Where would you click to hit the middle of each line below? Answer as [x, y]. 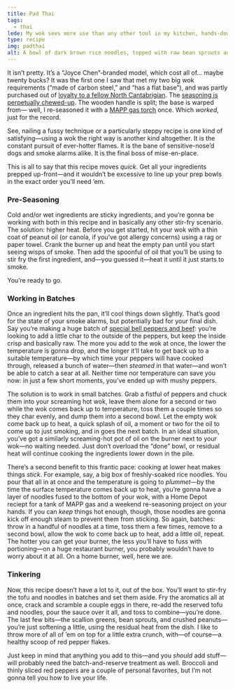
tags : [15, 20]
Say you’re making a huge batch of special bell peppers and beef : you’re [112, 329]
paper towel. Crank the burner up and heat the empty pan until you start [111, 245]
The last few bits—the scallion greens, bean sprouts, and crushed [102, 619]
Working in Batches [41, 299]
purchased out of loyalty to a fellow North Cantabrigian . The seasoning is [113, 94]
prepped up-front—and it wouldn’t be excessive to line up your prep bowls [115, 174]
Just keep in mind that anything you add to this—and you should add [106, 655]
